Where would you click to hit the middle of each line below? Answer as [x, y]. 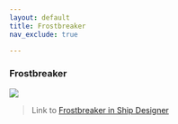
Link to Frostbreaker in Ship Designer [100, 110]
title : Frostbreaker [48, 26]
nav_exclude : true [44, 34]
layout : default [40, 18]
